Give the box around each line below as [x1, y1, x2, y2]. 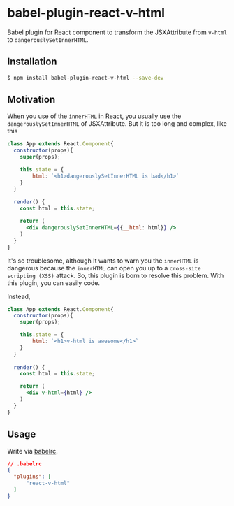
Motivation [7, 94, 56, 106]
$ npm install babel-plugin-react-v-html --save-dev [7, 74, 164, 81]
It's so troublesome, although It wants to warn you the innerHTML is [7, 256, 199, 265]
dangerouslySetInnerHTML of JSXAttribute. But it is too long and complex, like [7, 120, 227, 128]
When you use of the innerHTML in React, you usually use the [7, 112, 182, 120]
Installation [7, 56, 57, 68]
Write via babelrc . [7, 447, 58, 455]
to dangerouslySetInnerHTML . [7, 35, 89, 43]
